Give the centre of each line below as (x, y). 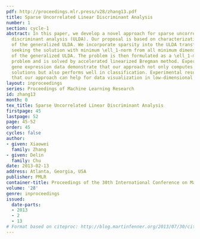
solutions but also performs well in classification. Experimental (97, 72)
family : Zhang (29, 149)
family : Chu (26, 161)
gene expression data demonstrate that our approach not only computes (102, 67)
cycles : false (24, 133)
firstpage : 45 (24, 111)
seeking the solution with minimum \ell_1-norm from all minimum (94, 50)
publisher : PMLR (26, 177)
